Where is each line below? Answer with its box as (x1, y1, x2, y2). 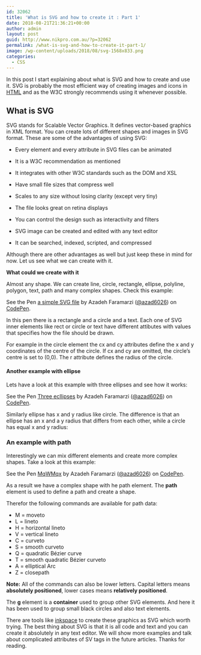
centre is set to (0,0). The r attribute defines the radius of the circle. (6, 354, 173, 361)
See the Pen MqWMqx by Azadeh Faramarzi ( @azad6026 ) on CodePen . (6, 470, 185, 477)
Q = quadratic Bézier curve (14, 549, 82, 556)
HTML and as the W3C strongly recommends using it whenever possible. (6, 88, 187, 96)
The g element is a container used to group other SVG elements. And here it (6, 599, 195, 606)
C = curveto (14, 537, 45, 544)
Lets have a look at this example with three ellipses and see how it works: (6, 381, 188, 388)
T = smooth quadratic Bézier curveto (14, 556, 106, 563)
